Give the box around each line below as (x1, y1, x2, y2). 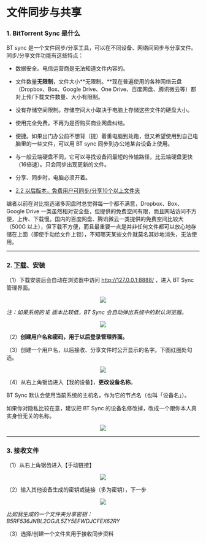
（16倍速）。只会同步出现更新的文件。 (15, 161, 110, 168)
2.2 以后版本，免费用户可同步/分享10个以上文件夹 (15, 187, 140, 194)
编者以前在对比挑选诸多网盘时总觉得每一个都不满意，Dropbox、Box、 (6, 200, 183, 208)
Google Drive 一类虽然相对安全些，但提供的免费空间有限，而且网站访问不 (6, 208, 191, 215)
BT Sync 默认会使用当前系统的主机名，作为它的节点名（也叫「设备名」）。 (6, 391, 190, 399)
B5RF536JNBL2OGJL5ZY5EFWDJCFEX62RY (6, 517, 121, 525)
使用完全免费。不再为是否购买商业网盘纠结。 (15, 119, 129, 127)
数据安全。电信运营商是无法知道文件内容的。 (15, 65, 129, 72)
